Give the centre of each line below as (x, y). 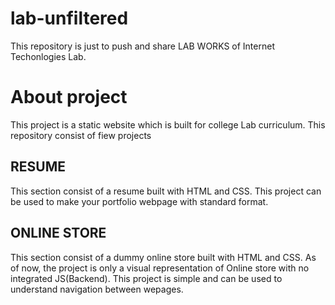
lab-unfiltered (69, 18)
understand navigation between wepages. (97, 289)
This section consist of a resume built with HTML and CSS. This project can (166, 191)
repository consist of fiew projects (81, 135)
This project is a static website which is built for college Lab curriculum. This (168, 124)
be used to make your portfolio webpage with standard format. (139, 201)
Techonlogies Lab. (48, 56)
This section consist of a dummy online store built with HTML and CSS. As (163, 257)
